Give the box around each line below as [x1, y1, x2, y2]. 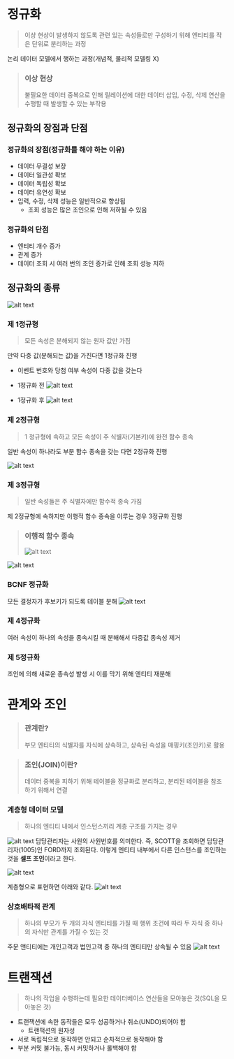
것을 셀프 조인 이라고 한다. [7, 854, 76, 863]
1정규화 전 [17, 381, 45, 390]
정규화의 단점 [7, 224, 49, 234]
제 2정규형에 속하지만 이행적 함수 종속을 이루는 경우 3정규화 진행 [7, 511, 183, 520]
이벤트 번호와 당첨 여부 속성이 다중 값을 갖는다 [17, 366, 142, 374]
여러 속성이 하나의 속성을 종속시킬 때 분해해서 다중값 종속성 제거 [7, 633, 181, 641]
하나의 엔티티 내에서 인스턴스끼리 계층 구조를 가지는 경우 [24, 822, 178, 831]
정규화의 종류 [7, 282, 61, 293]
